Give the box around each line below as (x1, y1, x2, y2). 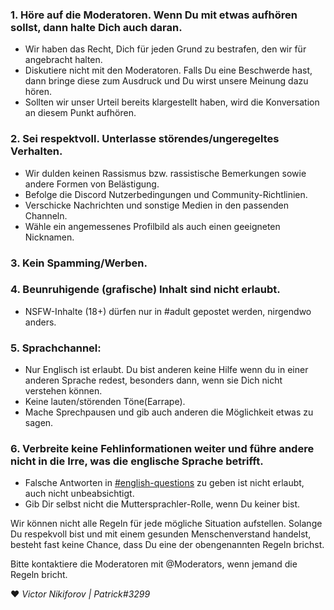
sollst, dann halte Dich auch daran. (10, 20, 183, 34)
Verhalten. (10, 144, 63, 158)
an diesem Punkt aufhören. (24, 107, 137, 119)
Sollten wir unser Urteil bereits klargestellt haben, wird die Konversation (24, 96, 320, 108)
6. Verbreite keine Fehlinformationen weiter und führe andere (10, 442, 315, 456)
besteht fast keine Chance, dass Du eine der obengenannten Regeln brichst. (10, 539, 325, 551)
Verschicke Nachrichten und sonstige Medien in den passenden (24, 199, 289, 211)
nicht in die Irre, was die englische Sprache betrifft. (10, 454, 264, 468)
